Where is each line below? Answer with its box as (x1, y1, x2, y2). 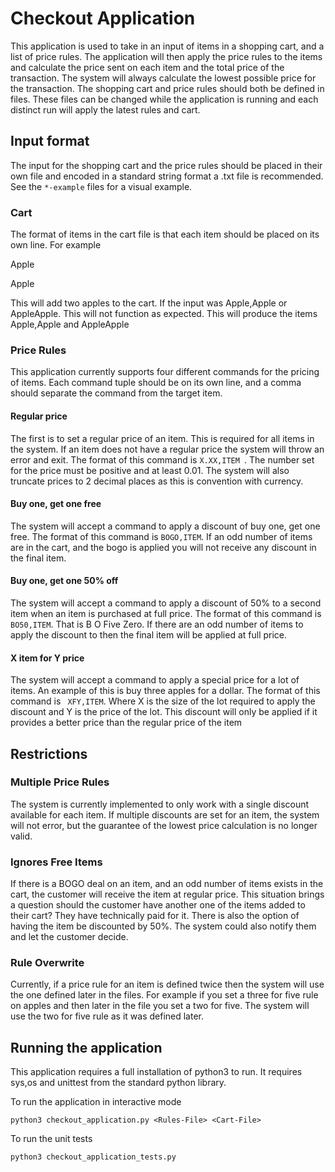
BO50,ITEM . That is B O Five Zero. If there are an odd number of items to (10, 618, 304, 630)
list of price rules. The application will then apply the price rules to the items (10, 50, 323, 62)
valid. (10, 830, 33, 842)
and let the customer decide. (10, 931, 129, 943)
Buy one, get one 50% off (10, 575, 119, 587)
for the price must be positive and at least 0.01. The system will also (10, 464, 290, 476)
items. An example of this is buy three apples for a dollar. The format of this (10, 685, 321, 697)
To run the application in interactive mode (10, 1096, 182, 1108)
